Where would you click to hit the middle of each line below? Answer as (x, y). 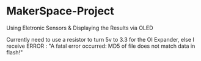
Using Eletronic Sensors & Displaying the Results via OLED (80, 28)
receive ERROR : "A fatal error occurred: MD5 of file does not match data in (101, 46)
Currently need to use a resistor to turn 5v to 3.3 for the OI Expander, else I (100, 39)
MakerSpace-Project (60, 11)
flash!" (15, 52)
